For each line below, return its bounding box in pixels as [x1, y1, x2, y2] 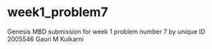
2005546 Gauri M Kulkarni [7, 34, 84, 43]
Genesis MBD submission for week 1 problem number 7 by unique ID [7, 27, 206, 36]
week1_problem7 [7, 4, 109, 20]
